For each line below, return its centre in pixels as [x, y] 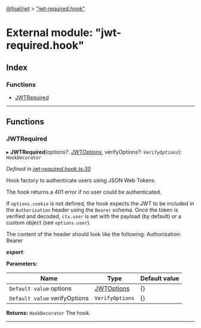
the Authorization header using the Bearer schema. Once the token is [92, 210]
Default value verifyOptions [49, 298]
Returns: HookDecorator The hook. [48, 312]
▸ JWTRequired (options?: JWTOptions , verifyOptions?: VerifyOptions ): [94, 152]
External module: [50, 33]
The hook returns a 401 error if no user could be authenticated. [84, 192]
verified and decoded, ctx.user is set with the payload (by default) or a [94, 216]
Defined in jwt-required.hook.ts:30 [49, 168]
